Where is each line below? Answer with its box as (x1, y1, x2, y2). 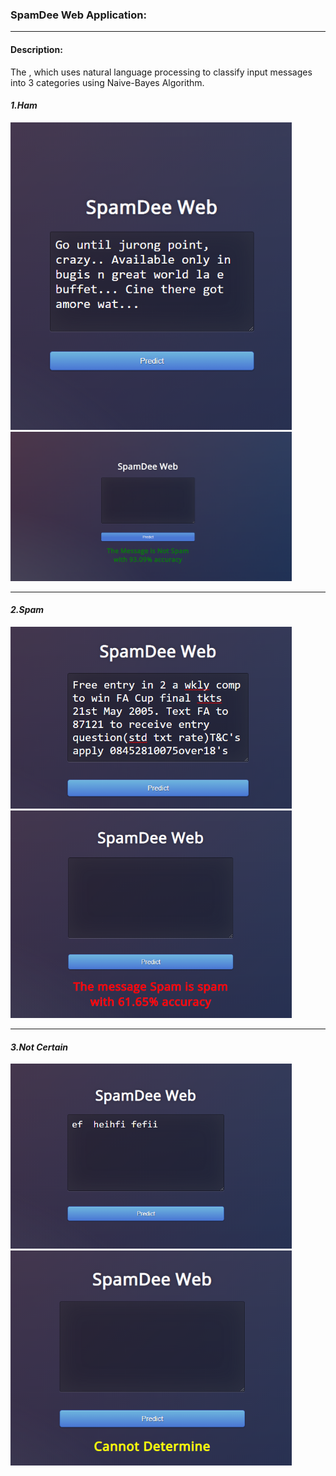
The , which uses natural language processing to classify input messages (10, 66, 313, 78)
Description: (10, 43, 63, 55)
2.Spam (10, 604, 45, 616)
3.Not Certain (10, 1041, 69, 1053)
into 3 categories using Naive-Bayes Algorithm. (10, 76, 205, 88)
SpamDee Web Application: (10, 8, 147, 22)
